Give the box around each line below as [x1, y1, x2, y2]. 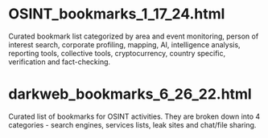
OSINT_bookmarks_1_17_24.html [8, 5, 225, 23]
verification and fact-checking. [8, 57, 111, 67]
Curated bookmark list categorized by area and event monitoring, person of [8, 31, 259, 41]
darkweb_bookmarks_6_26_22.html [8, 85, 252, 103]
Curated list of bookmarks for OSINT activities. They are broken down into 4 [8, 112, 261, 121]
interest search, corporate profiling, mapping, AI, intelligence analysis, [8, 39, 241, 49]
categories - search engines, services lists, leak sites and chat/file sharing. [8, 120, 257, 129]
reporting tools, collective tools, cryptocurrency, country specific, [8, 48, 226, 58]
